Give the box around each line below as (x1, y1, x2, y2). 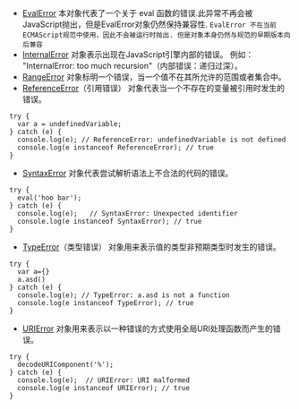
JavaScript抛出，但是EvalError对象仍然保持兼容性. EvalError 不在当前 (21, 19, 278, 30)
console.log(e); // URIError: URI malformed (17, 376, 191, 385)
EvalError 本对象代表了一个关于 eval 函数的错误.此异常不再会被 (21, 8, 253, 18)
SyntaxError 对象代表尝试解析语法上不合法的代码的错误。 (21, 168, 234, 178)
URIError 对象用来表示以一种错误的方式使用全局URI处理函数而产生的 (21, 323, 273, 334)
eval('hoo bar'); (17, 193, 82, 202)
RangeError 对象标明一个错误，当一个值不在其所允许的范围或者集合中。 (21, 72, 286, 82)
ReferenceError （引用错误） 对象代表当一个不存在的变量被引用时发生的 (21, 83, 285, 93)
